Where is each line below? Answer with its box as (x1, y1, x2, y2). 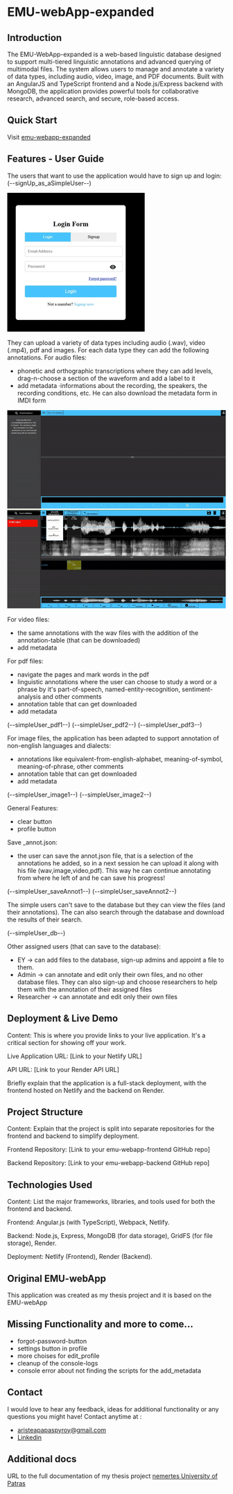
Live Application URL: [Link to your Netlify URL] (7, 1052, 142, 1060)
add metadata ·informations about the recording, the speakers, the (17, 381, 208, 389)
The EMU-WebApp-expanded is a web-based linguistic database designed (7, 50, 222, 58)
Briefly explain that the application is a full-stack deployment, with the (7, 1078, 207, 1087)
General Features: (7, 804, 58, 812)
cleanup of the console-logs (17, 1359, 98, 1367)
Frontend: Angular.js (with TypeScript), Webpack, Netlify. (7, 1219, 170, 1227)
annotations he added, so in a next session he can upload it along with (17, 858, 218, 867)
